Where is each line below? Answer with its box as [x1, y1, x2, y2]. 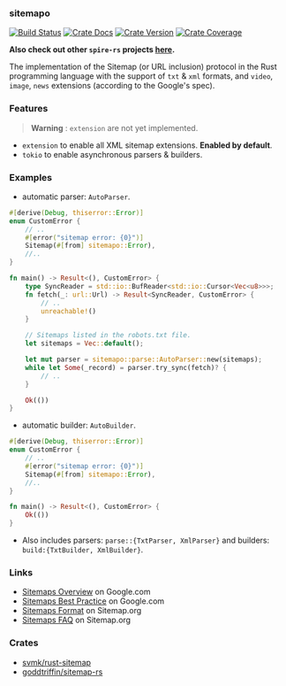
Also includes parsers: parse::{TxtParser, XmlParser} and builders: [21, 535, 270, 546]
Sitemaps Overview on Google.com [21, 587, 151, 597]
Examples [9, 171, 53, 183]
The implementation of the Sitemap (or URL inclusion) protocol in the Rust [9, 61, 278, 73]
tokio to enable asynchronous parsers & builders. [21, 149, 203, 159]
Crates [9, 636, 39, 649]
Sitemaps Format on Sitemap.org [21, 605, 142, 616]
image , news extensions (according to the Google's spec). [9, 81, 215, 91]
